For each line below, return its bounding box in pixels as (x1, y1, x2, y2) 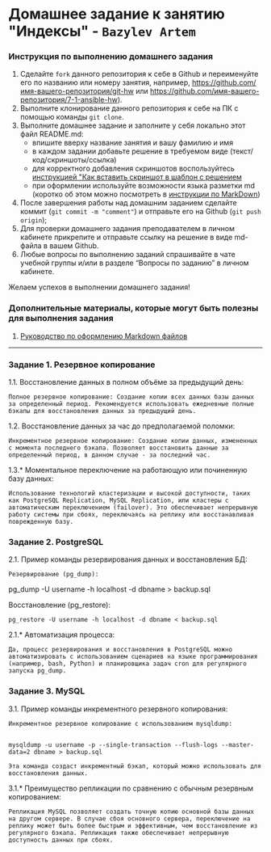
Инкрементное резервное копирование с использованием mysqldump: (8, 719, 232, 728)
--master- (221, 740, 254, 749)
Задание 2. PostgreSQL (8, 537, 103, 547)
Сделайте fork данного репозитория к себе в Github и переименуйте (19, 70, 259, 79)
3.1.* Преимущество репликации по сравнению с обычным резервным (8, 783, 254, 793)
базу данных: (8, 474, 54, 483)
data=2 (8, 748, 31, 756)
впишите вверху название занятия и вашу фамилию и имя (31, 138, 234, 148)
